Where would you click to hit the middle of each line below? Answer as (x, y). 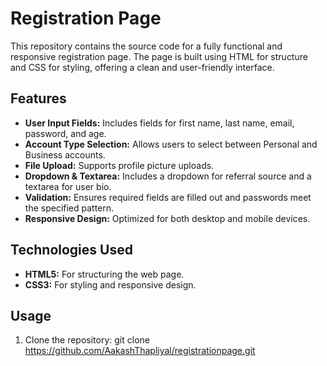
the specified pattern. (69, 208)
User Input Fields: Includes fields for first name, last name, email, (159, 123)
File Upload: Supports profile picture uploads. (119, 165)
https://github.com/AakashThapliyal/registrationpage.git (140, 351)
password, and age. (65, 133)
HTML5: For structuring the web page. (104, 274)
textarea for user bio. (68, 186)
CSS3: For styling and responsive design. (110, 284)
